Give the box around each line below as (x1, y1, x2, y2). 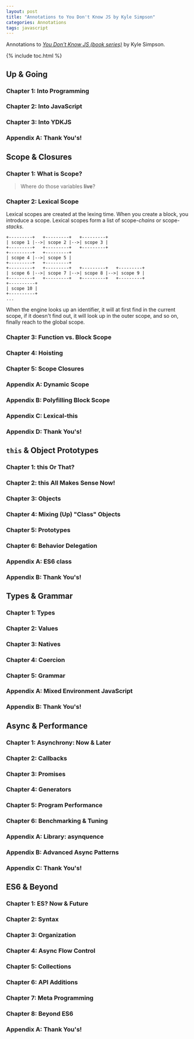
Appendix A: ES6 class (6, 557, 72, 565)
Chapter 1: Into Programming (6, 87, 89, 95)
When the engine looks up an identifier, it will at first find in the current (6, 306, 176, 313)
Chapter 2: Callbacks (6, 754, 67, 762)
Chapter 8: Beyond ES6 (6, 1009, 74, 1017)
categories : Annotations (6, 19, 67, 25)
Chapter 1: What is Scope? (6, 169, 83, 177)
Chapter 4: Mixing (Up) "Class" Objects (6, 510, 121, 518)
